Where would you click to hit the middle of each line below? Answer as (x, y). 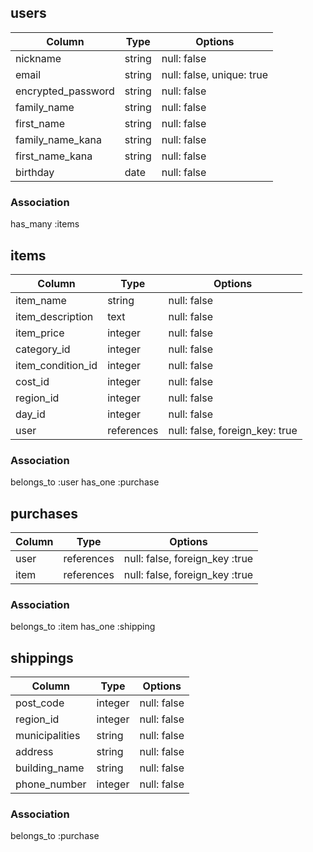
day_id (30, 414)
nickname (38, 58)
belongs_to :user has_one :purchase (85, 482)
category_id (43, 349)
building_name (50, 768)
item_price (40, 333)
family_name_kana (58, 139)
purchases (44, 513)
